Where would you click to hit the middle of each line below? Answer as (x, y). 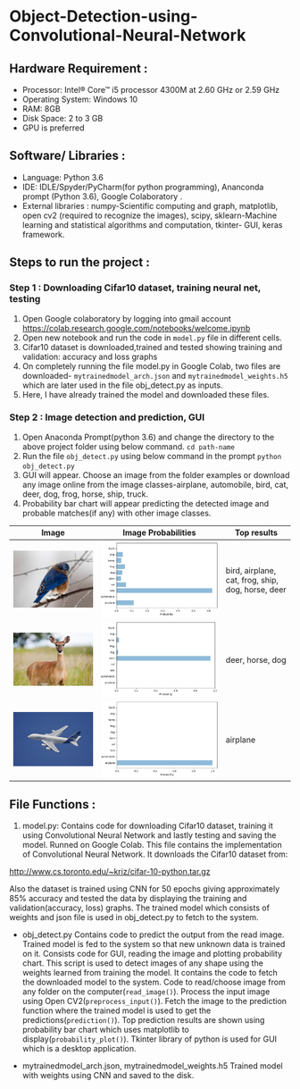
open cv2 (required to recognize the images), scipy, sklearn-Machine (150, 215)
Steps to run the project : (79, 262)
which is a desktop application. (79, 1049)
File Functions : (53, 804)
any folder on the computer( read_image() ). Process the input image (146, 992)
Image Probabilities (159, 532)
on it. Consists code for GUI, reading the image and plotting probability (152, 954)
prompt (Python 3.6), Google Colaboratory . (102, 196)
